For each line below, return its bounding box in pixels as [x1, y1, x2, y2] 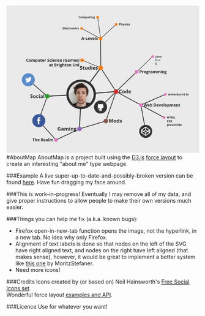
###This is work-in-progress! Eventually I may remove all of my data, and [6, 190, 192, 198]
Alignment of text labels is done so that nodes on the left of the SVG [15, 240, 187, 247]
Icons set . [6, 284, 31, 292]
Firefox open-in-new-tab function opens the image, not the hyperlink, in [15, 227, 197, 235]
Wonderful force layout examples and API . [6, 291, 113, 298]
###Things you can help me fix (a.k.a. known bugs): [6, 215, 138, 222]
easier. [6, 203, 23, 211]
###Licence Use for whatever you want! [6, 303, 108, 310]
